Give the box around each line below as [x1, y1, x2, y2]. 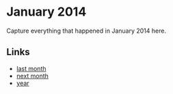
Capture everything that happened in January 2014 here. [6, 27, 167, 35]
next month [16, 72, 49, 80]
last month [16, 64, 46, 72]
